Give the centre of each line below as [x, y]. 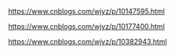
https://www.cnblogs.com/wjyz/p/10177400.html [86, 26]
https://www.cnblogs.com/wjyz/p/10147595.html [86, 11]
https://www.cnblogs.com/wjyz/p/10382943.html [87, 41]
